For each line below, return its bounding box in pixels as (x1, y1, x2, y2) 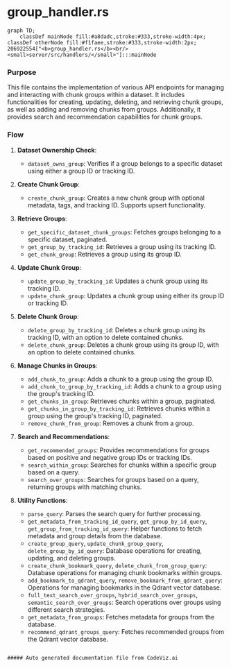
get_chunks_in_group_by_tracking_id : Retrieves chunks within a (27, 404, 210, 413)
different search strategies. (27, 605, 105, 614)
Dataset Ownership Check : (17, 146, 97, 154)
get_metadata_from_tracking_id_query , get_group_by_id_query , (27, 517, 207, 525)
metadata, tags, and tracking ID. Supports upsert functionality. (27, 200, 206, 209)
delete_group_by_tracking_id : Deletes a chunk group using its (27, 325, 206, 334)
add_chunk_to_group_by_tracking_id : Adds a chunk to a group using (27, 382, 222, 391)
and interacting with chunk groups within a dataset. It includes (7, 91, 185, 99)
